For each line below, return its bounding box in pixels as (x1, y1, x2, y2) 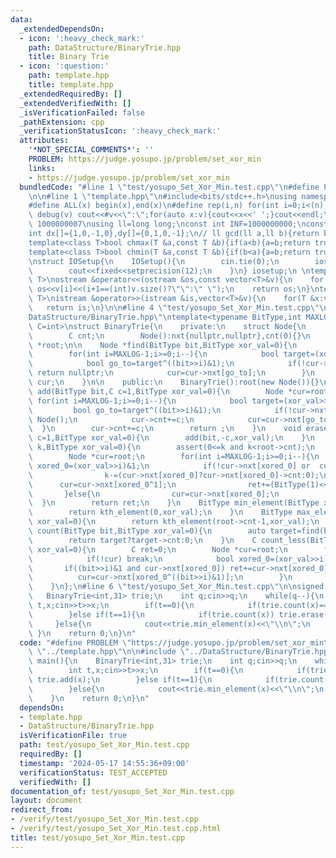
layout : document (10, 796, 83, 806)
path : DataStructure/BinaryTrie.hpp (28, 42, 182, 53)
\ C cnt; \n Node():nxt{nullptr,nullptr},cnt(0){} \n (28, 331, 311, 341)
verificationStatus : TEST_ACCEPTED (19, 767, 168, 778)
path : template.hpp (28, 71, 110, 81)
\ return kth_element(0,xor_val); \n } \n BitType (28, 507, 293, 518)
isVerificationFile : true (19, 731, 128, 741)
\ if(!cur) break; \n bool (28, 554, 235, 564)
